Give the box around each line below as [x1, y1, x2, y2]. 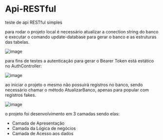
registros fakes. [5, 92, 36, 98]
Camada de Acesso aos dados [12, 130, 74, 136]
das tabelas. [5, 39, 30, 45]
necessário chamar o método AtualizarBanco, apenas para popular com [5, 87, 149, 93]
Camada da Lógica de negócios [12, 125, 76, 131]
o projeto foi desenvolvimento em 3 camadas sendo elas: [5, 110, 120, 117]
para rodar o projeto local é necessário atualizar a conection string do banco [5, 29, 159, 34]
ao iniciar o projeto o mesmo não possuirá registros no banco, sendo [5, 81, 143, 88]
